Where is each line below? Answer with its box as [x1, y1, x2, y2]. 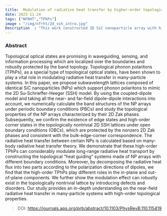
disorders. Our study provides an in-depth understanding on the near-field [5, 185, 158, 191]
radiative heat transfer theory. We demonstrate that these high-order [16, 143, 158, 149]
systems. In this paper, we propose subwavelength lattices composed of [5, 80, 154, 86]
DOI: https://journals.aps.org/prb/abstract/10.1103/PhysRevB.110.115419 [17, 206, 162, 212]
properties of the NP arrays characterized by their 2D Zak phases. [5, 111, 141, 117]
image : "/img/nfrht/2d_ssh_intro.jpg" [5, 21, 88, 26]
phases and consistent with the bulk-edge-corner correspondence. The [5, 133, 153, 139]
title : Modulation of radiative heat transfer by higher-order [5, 7, 141, 12]
